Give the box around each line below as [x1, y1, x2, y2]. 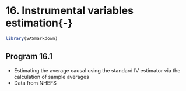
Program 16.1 [5, 52, 53, 61]
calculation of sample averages [13, 73, 90, 80]
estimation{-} [5, 16, 73, 30]
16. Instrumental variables [5, 4, 134, 17]
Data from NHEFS [13, 79, 57, 86]
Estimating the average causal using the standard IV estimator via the [13, 67, 181, 74]
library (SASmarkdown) [5, 35, 58, 41]
